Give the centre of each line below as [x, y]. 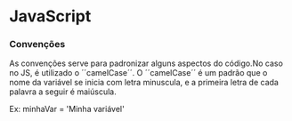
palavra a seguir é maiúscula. [63, 92]
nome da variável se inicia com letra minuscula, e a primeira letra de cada [144, 83]
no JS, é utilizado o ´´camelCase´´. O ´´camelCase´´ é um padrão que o [138, 73]
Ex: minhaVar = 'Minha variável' [67, 109]
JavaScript [50, 16]
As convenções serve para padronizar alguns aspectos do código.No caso [146, 63]
